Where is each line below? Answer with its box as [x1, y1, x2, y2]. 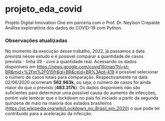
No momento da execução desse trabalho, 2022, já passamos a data [5, 48, 145, 54]
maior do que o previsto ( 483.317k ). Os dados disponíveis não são [5, 85, 140, 91]
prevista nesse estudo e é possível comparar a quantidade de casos [5, 53, 144, 59]
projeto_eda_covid [5, 3, 82, 15]
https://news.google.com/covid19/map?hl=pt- [36, 64, 130, 70]
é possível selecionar [115, 69, 159, 75]
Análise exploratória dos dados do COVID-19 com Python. [5, 24, 123, 30]
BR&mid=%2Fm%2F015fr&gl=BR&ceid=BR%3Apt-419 [5, 69, 115, 75]
